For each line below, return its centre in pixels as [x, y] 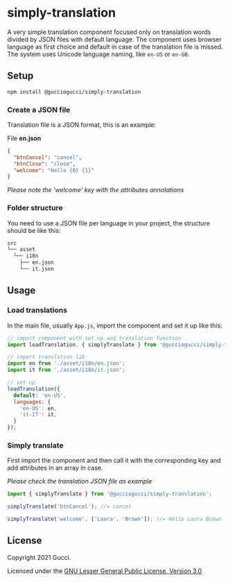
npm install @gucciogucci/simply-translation [74, 92]
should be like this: [34, 230]
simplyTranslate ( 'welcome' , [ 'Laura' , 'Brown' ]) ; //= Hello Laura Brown [114, 519]
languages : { [32, 402]
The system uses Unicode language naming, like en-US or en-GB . [98, 54]
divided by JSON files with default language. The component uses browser [114, 39]
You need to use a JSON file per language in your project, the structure [109, 223]
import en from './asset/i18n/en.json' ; [67, 363]
